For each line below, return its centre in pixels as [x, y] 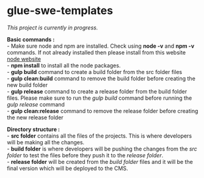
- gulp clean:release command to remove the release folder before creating [103, 111]
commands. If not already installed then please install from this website [96, 52]
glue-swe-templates [60, 11]
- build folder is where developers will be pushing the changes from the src [102, 149]
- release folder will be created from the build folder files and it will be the [100, 161]
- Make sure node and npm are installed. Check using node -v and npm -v [101, 46]
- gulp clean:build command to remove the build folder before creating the [101, 78]
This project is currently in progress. [53, 28]
